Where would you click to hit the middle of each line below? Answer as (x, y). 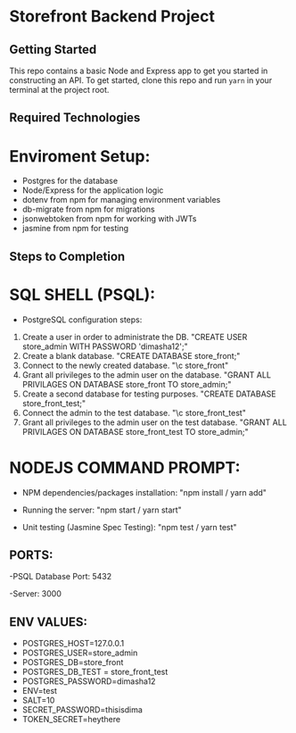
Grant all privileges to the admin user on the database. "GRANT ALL (147, 375)
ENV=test (40, 691)
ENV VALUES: (48, 622)
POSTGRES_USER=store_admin (80, 653)
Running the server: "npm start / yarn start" (102, 510)
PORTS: (31, 555)
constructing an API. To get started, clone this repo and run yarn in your (141, 80)
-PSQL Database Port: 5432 (61, 577)
